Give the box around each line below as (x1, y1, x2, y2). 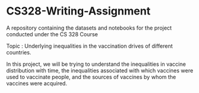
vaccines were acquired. (6, 80, 68, 87)
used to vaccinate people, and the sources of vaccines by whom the (6, 73, 177, 80)
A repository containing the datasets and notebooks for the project (6, 24, 172, 31)
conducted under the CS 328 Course (6, 30, 98, 37)
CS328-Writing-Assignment (6, 4, 151, 18)
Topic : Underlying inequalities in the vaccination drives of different (6, 42, 173, 50)
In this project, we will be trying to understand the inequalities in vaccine (6, 60, 186, 68)
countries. (6, 48, 31, 56)
